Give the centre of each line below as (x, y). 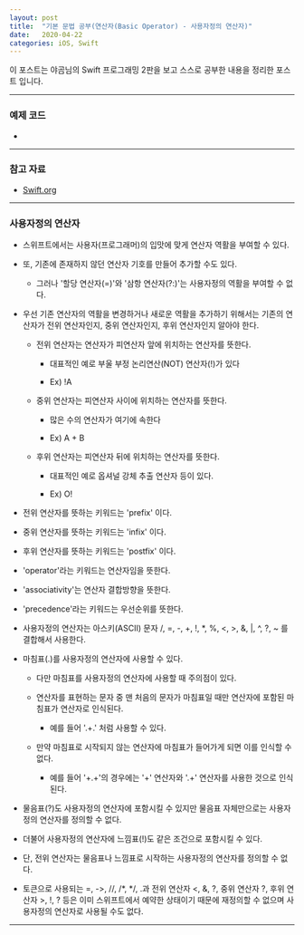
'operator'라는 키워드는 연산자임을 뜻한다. (96, 571)
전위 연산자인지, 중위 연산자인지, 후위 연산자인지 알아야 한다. (153, 325)
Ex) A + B (67, 438)
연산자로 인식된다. (92, 708)
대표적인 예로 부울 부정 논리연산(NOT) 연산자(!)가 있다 (144, 364)
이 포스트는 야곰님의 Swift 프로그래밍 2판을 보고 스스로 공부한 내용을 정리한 (142, 70)
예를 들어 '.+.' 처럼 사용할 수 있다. (108, 728)
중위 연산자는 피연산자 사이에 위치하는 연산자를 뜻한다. (132, 400)
